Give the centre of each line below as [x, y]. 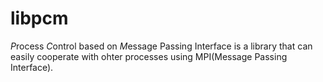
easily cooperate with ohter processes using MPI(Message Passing [149, 56]
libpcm [39, 18]
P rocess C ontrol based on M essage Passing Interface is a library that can [161, 46]
